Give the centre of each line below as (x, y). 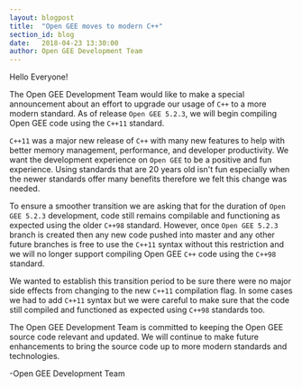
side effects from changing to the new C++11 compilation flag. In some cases (151, 291)
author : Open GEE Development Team (76, 51)
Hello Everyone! (39, 77)
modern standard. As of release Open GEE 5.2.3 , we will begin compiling (143, 114)
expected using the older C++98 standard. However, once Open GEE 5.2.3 (144, 226)
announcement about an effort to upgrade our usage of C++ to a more (138, 104)
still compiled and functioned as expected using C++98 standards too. (137, 310)
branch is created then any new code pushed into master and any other (142, 235)
